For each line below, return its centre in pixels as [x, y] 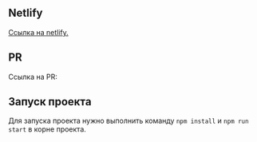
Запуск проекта [50, 102]
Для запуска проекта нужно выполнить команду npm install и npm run [128, 121]
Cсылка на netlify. [39, 32]
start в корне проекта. [47, 129]
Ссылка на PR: [33, 77]
